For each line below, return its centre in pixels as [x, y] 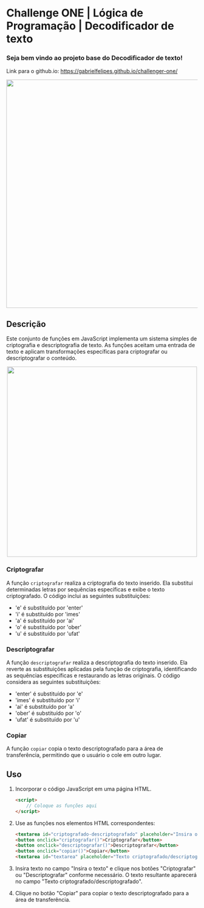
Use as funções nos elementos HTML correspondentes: [85, 823]
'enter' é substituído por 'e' [49, 694]
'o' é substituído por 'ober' [48, 627]
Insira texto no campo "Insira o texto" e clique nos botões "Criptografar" [105, 868]
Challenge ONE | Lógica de [75, 13]
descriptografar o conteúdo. [42, 358]
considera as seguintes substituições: [54, 681]
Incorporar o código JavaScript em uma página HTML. [83, 789]
